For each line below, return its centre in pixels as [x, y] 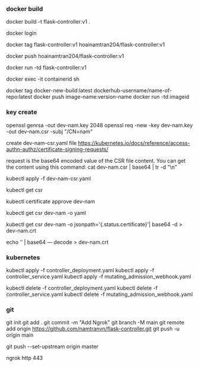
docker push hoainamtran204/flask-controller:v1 [65, 56]
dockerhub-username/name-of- [133, 91]
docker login [21, 33]
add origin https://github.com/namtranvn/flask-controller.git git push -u [93, 329]
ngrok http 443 [25, 358]
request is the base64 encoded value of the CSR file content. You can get [96, 160]
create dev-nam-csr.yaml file [41, 143]
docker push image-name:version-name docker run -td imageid [111, 97]
